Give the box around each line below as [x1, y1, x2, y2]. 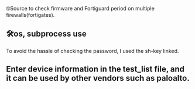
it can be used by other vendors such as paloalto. [6, 73, 190, 83]
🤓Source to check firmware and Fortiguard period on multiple [6, 5, 155, 12]
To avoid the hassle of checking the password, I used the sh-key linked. [6, 47, 179, 54]
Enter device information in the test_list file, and [6, 64, 185, 74]
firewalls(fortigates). [6, 12, 55, 18]
